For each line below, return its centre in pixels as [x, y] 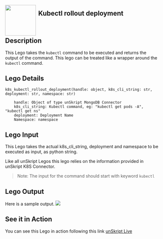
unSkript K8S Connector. [30, 166]
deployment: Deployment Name [44, 115]
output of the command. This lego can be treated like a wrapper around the [81, 58]
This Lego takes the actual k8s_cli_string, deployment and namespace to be [82, 147]
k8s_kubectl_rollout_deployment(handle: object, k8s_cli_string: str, [79, 90]
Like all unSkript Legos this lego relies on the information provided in [74, 161]
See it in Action [29, 219]
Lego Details [25, 79]
